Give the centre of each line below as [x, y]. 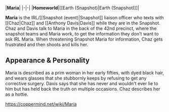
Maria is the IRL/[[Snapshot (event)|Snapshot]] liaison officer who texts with [85, 17]
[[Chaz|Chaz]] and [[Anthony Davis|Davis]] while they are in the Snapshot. [83, 23]
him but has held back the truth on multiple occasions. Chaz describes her [83, 89]
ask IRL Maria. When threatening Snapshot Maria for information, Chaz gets [84, 39]
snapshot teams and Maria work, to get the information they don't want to [82, 34]
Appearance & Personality [48, 61]
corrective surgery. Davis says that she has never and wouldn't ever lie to [82, 83]
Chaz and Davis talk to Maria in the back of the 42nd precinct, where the [81, 28]
